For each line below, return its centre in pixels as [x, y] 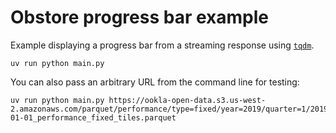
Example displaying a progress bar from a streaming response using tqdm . [162, 45]
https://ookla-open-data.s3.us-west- [187, 100]
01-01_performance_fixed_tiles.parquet [93, 117]
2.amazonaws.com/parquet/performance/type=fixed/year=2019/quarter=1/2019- [171, 109]
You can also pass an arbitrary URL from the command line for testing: [155, 82]
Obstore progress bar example [139, 17]
